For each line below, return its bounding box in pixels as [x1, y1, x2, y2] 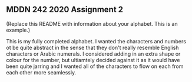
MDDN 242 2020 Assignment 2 [6, 5, 124, 15]
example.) [6, 26, 31, 33]
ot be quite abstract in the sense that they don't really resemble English [6, 44, 179, 51]
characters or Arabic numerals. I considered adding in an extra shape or [6, 50, 181, 57]
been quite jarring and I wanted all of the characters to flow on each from [6, 63, 184, 70]
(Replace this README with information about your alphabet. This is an [6, 20, 178, 27]
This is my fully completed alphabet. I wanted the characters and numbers [6, 37, 187, 45]
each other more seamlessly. [6, 69, 77, 76]
